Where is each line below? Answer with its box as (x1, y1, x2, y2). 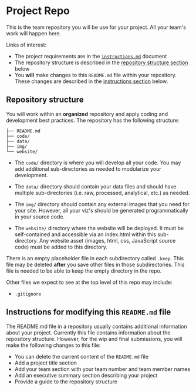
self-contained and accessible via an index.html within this (14, 231, 157, 238)
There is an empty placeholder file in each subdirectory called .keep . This (6, 254, 184, 261)
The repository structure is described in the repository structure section (14, 59, 189, 66)
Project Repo (6, 4, 70, 18)
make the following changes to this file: (6, 342, 101, 349)
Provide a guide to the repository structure (14, 378, 117, 385)
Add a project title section (14, 359, 77, 366)
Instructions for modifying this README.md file (6, 307, 171, 317)
